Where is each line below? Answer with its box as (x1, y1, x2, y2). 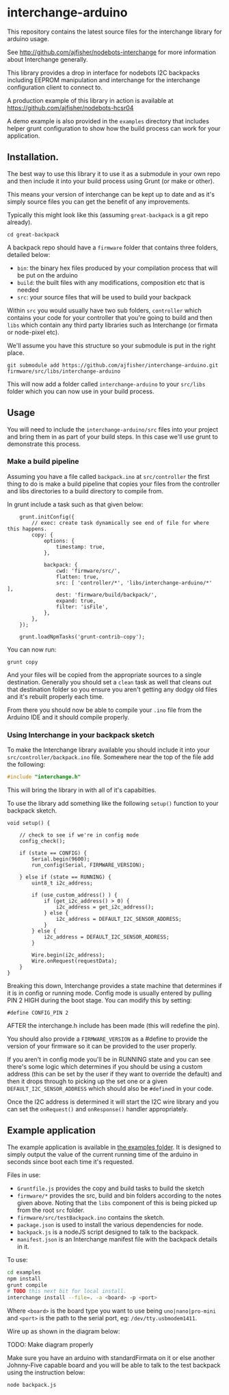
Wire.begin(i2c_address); (31, 952, 106, 959)
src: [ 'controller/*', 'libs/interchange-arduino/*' (55, 579, 213, 587)
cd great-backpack (7, 231, 59, 238)
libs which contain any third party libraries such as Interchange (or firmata (7, 321, 218, 329)
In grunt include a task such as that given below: (7, 500, 144, 508)
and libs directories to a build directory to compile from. (7, 486, 164, 495)
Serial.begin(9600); (31, 856, 90, 863)
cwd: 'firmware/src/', (55, 567, 121, 574)
